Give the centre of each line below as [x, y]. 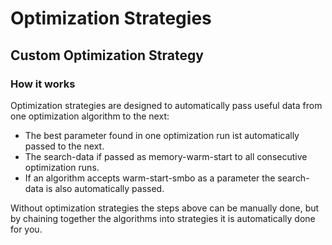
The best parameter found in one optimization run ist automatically [162, 135]
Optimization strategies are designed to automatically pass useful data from [166, 105]
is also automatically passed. [105, 188]
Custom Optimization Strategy [107, 55]
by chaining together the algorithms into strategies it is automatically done [163, 218]
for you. [26, 229]
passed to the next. [64, 146]
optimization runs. [62, 167]
